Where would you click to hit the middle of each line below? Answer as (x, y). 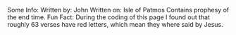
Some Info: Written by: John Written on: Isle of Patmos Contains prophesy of (118, 10)
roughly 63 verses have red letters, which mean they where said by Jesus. (115, 24)
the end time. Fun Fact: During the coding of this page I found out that (108, 17)
